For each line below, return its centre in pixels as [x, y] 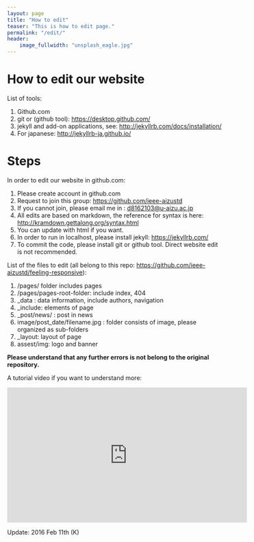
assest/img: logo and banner [57, 344]
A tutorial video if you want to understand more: [75, 377]
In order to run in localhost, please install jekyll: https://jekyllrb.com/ [113, 237]
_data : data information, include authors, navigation [90, 300]
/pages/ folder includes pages [60, 285]
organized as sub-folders [53, 329]
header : [18, 39]
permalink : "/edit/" [37, 33]
